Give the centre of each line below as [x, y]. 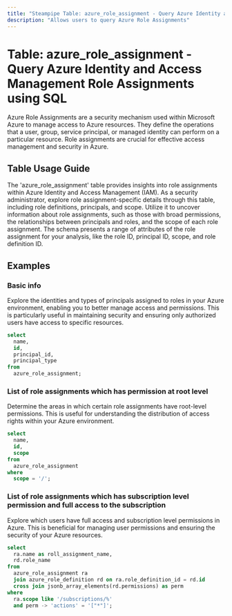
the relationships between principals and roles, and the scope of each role [113, 222]
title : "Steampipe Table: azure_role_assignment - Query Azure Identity [114, 13]
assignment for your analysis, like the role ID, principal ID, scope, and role [112, 236]
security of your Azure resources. [55, 535]
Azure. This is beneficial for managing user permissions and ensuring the [111, 528]
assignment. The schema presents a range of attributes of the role [101, 230]
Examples [29, 266]
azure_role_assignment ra [51, 573]
